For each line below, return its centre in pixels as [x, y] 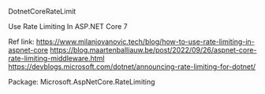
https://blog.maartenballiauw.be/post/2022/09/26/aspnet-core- [153, 50]
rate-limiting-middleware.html [56, 58]
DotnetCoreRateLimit [42, 11]
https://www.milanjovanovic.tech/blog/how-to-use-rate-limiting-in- [145, 42]
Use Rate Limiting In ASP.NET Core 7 [68, 26]
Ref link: [21, 42]
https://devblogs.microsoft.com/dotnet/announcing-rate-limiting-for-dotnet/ [132, 67]
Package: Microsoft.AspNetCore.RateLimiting [82, 82]
